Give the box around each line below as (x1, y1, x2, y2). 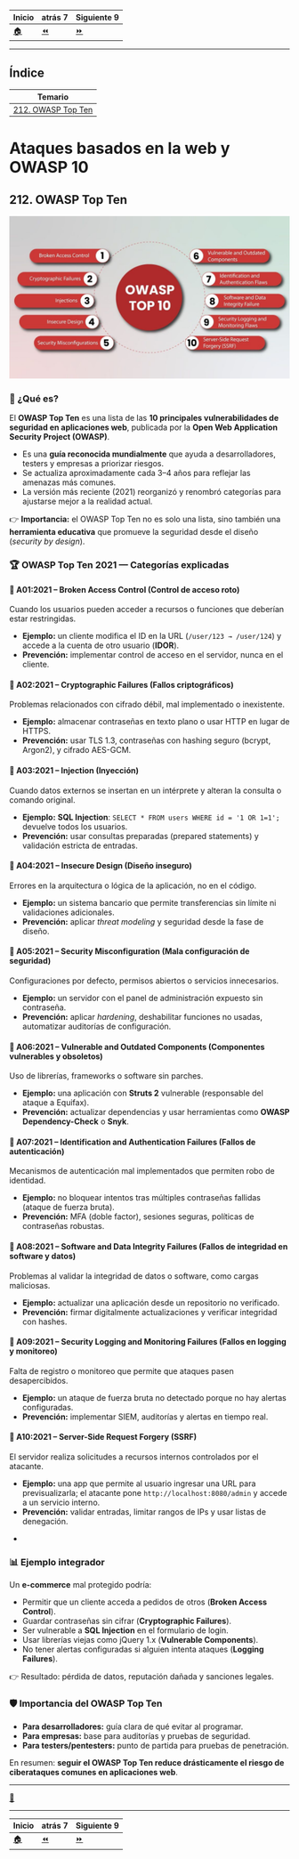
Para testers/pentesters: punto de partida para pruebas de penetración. (21, 1740, 289, 1750)
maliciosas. (9, 1280, 51, 1290)
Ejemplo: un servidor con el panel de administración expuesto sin (21, 992, 263, 1003)
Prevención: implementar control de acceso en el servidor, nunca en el (21, 650, 284, 660)
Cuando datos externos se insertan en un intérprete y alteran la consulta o (9, 785, 282, 796)
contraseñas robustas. (21, 1221, 105, 1232)
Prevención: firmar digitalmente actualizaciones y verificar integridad (21, 1306, 278, 1317)
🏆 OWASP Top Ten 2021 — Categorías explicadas (9, 558, 230, 570)
